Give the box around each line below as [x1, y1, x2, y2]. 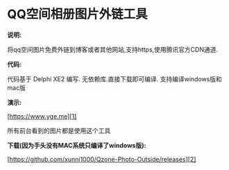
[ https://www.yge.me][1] [7, 112, 77, 120]
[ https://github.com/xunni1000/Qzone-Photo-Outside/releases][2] [7, 155, 196, 163]
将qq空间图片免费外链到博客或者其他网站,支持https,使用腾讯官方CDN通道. [7, 45, 219, 53]
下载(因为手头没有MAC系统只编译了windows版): [7, 141, 146, 149]
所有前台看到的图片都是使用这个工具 [7, 126, 111, 135]
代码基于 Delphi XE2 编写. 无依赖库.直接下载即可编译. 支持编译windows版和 [7, 74, 222, 83]
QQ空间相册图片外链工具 [7, 6, 148, 22]
